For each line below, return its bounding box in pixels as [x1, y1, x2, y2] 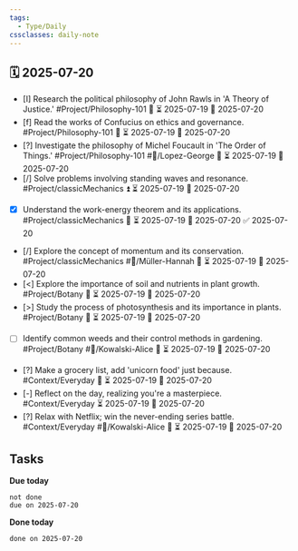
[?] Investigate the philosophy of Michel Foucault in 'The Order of [22, 140, 266, 151]
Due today [9, 476, 50, 487]
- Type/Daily [17, 22, 67, 31]
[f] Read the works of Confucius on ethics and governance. [22, 117, 245, 128]
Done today [9, 517, 54, 527]
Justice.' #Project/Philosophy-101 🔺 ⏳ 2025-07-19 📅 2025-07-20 [22, 103, 264, 114]
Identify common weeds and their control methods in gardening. [22, 333, 263, 344]
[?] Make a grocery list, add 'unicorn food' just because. [22, 365, 233, 376]
